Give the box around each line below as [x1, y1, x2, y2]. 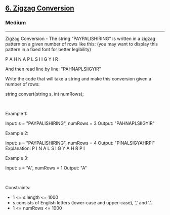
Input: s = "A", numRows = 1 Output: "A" [5, 164, 88, 171]
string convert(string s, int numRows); [5, 91, 84, 97]
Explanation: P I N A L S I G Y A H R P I [5, 145, 85, 151]
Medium [5, 19, 26, 26]
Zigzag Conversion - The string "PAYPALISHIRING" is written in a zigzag [5, 35, 156, 41]
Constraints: [5, 184, 31, 190]
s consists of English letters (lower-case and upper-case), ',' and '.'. [12, 199, 153, 205]
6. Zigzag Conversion [5, 4, 74, 13]
